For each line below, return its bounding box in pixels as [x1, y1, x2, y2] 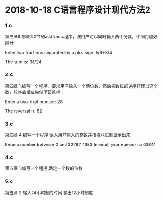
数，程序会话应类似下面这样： [5, 89, 65, 95]
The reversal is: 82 [5, 108, 42, 114]
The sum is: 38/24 [5, 59, 42, 65]
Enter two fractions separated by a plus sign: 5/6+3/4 [5, 50, 113, 55]
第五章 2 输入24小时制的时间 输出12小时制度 [5, 189, 93, 195]
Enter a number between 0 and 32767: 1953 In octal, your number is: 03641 [5, 142, 156, 147]
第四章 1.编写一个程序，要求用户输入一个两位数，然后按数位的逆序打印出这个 [5, 83, 158, 89]
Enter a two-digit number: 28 [5, 98, 63, 105]
